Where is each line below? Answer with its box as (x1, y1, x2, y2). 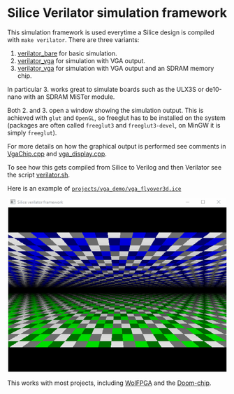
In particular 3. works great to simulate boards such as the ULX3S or (7, 85, 205, 93)
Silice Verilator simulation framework (7, 5, 228, 21)
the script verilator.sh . (7, 170, 71, 179)
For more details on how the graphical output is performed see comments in (7, 142, 226, 150)
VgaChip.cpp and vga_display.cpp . (7, 149, 107, 158)
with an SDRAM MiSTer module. (23, 93, 115, 101)
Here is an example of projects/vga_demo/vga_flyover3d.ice (7, 184, 182, 192)
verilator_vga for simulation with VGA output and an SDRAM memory (17, 64, 214, 72)
